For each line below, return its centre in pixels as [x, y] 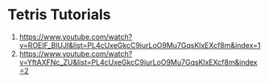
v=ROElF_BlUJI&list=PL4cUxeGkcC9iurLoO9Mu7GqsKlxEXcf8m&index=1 [140, 45]
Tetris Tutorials [59, 15]
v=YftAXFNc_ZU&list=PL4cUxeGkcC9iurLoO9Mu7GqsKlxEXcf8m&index [138, 62]
